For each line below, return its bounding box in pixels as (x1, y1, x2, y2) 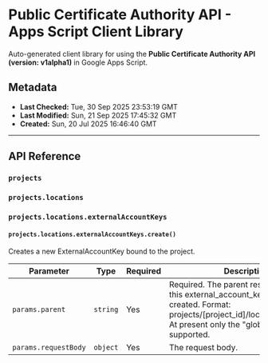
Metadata (8, 81, 57, 94)
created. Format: (168, 299, 231, 310)
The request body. (168, 342, 238, 353)
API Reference (8, 150, 81, 163)
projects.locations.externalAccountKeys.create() (8, 230, 177, 238)
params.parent (12, 305, 66, 314)
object (93, 343, 119, 353)
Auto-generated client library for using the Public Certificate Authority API (8, 49, 256, 58)
